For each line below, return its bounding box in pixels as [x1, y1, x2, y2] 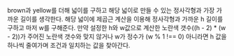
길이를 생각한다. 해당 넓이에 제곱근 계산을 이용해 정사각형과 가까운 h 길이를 [20, 15, 224, 23]
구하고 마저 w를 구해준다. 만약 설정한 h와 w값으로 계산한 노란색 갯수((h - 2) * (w [7, 24, 226, 31]
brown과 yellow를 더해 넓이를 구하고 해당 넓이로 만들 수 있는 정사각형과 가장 [7, 6, 215, 14]
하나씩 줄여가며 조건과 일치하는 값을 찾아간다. [7, 41, 131, 49]
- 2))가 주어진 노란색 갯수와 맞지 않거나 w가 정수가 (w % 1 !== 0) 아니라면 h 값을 [7, 32, 227, 41]
